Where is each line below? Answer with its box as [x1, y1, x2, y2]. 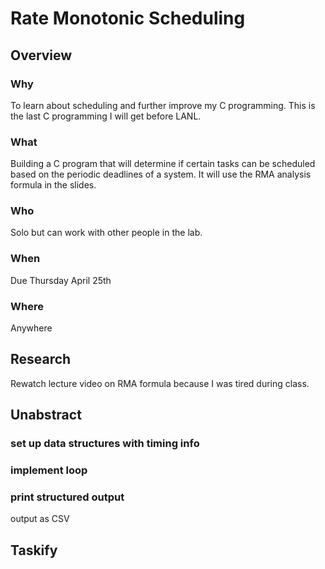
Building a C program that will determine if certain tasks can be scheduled [10, 158, 316, 170]
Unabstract [10, 407, 82, 424]
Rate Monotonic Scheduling [10, 7, 246, 30]
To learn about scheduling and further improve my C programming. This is [10, 99, 316, 111]
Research [10, 351, 72, 368]
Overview [10, 47, 73, 64]
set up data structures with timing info [10, 437, 200, 451]
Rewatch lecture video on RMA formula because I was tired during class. [10, 377, 310, 389]
